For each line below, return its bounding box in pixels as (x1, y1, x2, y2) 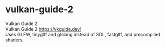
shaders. (5, 37, 24, 43)
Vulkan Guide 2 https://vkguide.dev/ (5, 26, 81, 32)
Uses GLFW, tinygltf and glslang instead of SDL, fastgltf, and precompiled (5, 31, 160, 37)
